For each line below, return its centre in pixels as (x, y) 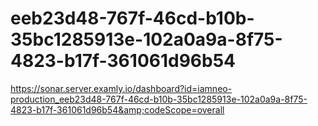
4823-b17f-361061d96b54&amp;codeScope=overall (117, 109)
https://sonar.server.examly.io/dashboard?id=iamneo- (121, 88)
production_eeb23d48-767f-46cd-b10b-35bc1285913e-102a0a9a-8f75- (159, 99)
